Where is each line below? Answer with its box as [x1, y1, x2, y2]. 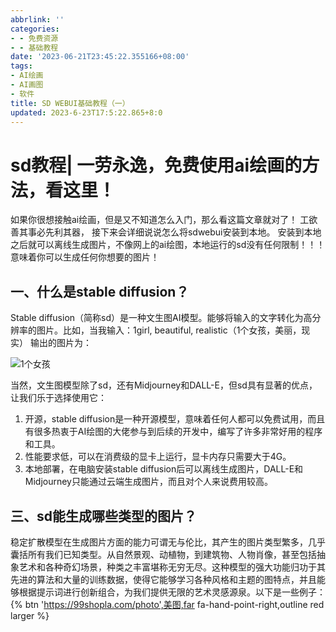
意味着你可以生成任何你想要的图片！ [10, 251, 160, 263]
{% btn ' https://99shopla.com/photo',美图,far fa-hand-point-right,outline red [10, 598, 325, 610]
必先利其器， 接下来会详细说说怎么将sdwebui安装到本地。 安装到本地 [36, 226, 322, 238]
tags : [10, 61, 33, 71]
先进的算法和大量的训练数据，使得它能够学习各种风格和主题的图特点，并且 [10, 573, 317, 585]
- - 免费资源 [10, 33, 59, 43]
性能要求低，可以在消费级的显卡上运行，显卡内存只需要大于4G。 [24, 451, 292, 463]
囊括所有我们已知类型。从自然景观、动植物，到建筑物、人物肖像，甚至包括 [10, 548, 317, 560]
